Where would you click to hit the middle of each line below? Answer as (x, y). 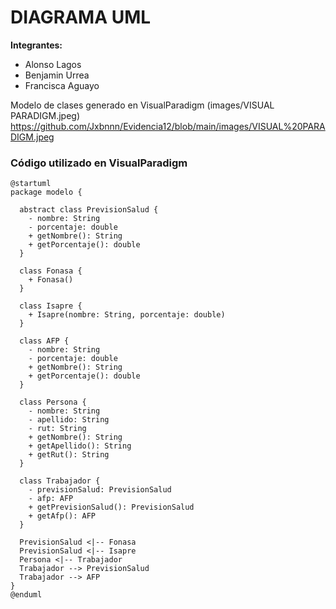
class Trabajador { (60, 481)
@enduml (26, 595)
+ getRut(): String (69, 455)
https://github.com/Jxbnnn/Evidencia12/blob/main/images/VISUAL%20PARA (168, 126)
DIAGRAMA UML (81, 17)
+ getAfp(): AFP (62, 516)
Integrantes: (36, 45)
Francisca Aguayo (62, 85)
